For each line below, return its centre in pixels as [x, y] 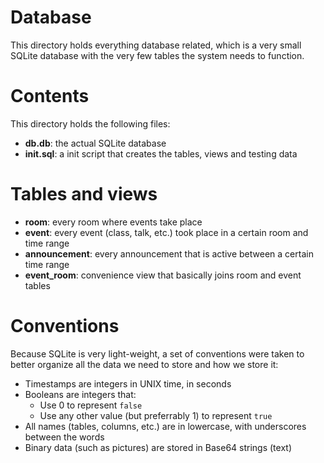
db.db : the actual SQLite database [95, 143]
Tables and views [84, 194]
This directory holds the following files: [90, 123]
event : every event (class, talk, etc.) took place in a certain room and [166, 232]
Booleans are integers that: [80, 394]
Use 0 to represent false [91, 405]
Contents [50, 96]
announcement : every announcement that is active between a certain [169, 253]
